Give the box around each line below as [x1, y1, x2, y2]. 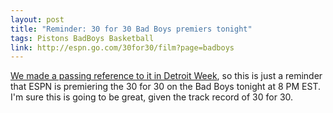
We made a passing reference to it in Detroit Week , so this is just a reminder [10, 70, 323, 82]
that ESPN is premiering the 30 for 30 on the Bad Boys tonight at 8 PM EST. [10, 81, 322, 93]
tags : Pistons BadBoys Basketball [10, 33, 155, 43]
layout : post [10, 14, 65, 25]
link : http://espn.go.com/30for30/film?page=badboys [10, 42, 235, 53]
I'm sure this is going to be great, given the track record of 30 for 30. [10, 91, 294, 103]
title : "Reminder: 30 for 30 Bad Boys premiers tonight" [10, 24, 253, 34]
